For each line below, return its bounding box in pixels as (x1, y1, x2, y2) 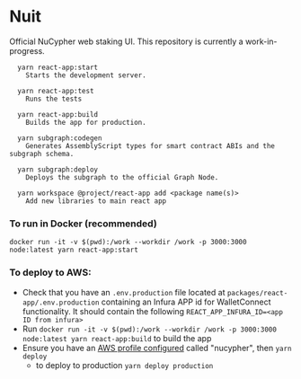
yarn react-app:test (17, 86, 94, 95)
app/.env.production (22, 298, 100, 307)
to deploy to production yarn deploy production (35, 359, 214, 370)
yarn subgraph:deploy (17, 164, 99, 174)
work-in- (245, 36, 278, 47)
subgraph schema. (9, 149, 75, 158)
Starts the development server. (25, 70, 146, 80)
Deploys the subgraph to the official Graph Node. (25, 172, 219, 181)
